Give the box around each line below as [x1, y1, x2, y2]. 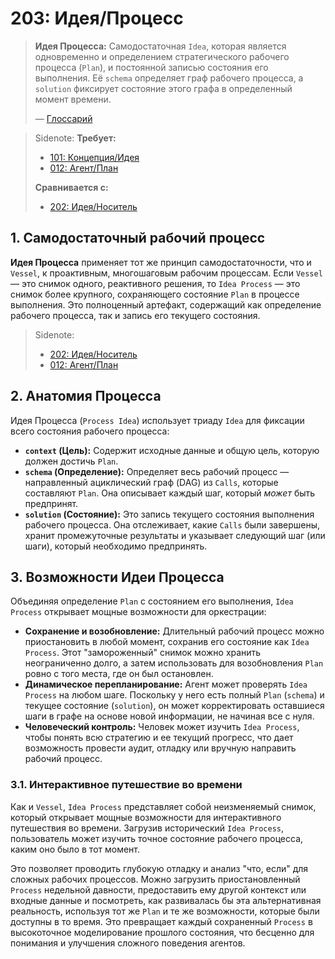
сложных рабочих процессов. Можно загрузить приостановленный [10, 873, 301, 885]
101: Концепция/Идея [49, 151, 140, 163]
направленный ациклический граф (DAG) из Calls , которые [24, 476, 279, 488]
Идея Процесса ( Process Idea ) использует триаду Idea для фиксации [10, 414, 305, 426]
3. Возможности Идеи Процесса [10, 568, 225, 586]
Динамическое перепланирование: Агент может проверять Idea [24, 678, 308, 691]
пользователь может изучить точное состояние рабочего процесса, [10, 832, 304, 844]
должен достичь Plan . [24, 455, 119, 467]
